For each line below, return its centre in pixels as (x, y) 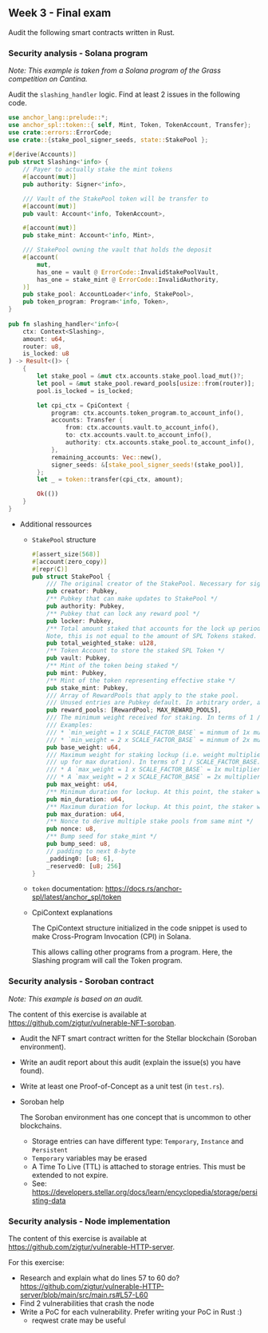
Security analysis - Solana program (78, 53)
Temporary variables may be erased (89, 1158)
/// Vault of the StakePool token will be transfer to (116, 199)
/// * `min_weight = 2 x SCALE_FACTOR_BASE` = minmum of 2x (148, 740)
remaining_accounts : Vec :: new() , (106, 457)
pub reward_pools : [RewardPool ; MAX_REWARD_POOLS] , (134, 710)
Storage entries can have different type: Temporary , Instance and (138, 1141)
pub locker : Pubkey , (81, 621)
